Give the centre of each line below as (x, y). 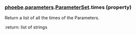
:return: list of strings (26, 27)
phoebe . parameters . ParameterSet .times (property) (68, 7)
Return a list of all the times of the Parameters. (52, 18)
